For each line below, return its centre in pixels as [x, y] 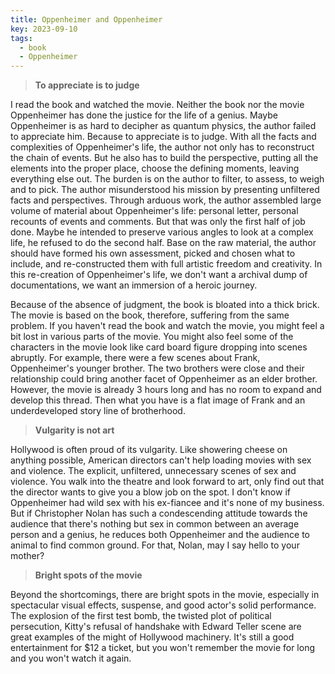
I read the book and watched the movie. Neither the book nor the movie [157, 105]
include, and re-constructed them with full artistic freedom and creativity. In [166, 264]
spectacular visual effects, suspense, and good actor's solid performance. [163, 605]
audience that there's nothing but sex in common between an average [155, 524]
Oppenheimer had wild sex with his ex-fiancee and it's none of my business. [167, 503]
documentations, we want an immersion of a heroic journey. [134, 285]
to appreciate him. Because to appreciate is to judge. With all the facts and [163, 137]
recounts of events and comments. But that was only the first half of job [158, 222]
